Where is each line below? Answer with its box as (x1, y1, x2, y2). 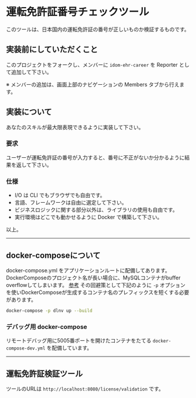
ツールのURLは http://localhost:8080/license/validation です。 (6, 385, 164, 392)
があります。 (6, 296, 37, 303)
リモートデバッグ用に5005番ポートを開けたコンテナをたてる (6, 337, 152, 344)
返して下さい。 (16, 161, 52, 168)
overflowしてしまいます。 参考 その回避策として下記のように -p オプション (6, 281, 185, 288)
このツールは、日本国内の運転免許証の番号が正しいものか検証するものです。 (6, 26, 190, 33)
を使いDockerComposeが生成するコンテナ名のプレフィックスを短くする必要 (6, 289, 190, 296)
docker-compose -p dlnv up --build (6, 307, 93, 313)
